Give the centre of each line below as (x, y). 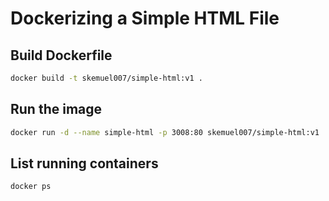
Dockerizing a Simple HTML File (145, 18)
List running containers (84, 163)
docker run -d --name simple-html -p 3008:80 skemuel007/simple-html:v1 (165, 132)
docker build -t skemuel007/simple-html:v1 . (106, 78)
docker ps (31, 187)
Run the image (56, 109)
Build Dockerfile (61, 55)
